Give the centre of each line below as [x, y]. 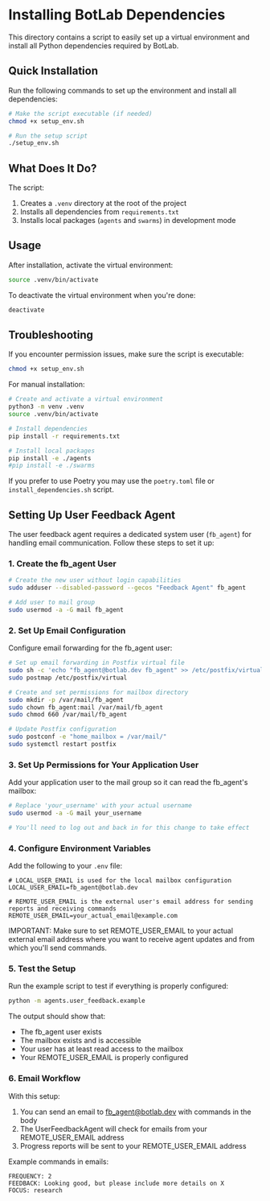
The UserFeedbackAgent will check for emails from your [113, 1129]
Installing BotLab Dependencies [117, 15]
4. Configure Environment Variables [80, 848]
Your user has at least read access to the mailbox [101, 1049]
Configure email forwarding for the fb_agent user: [90, 648]
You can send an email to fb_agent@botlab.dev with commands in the [135, 1112]
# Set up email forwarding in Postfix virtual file [96, 663]
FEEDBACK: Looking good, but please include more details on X [117, 1183]
